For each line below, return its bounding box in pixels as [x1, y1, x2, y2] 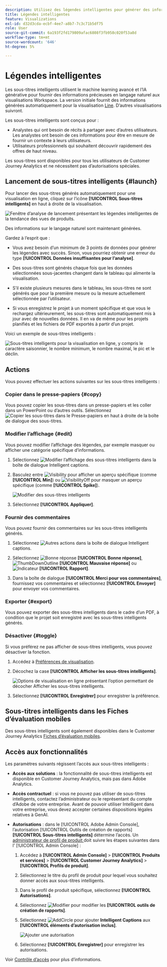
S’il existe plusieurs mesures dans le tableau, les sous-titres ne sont [12, 285, 152, 291]
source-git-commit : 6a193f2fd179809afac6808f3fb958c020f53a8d [5, 30, 137, 35]
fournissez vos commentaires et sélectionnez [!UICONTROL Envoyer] [12, 580, 156, 586]
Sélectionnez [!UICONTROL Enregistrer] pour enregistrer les [19, 942, 145, 948]
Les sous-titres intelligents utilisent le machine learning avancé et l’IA [5, 86, 147, 92]
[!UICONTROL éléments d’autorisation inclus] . [19, 922, 117, 928]
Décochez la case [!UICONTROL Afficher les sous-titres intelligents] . [12, 668, 157, 674]
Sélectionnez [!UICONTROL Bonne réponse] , [12, 555, 143, 561]
